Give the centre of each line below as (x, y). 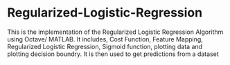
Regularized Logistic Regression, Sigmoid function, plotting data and (105, 46)
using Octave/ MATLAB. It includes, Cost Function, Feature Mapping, (105, 39)
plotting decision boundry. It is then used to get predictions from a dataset (113, 54)
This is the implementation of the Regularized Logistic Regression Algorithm (115, 32)
